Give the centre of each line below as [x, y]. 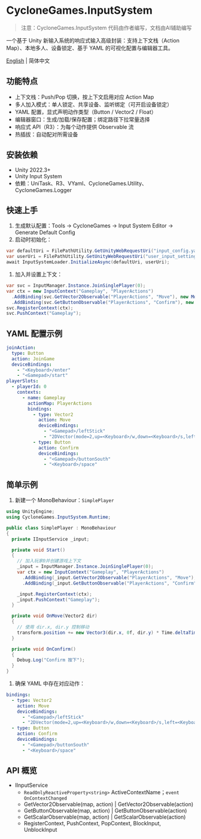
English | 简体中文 [28, 60]
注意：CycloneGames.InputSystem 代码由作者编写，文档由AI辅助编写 [106, 28]
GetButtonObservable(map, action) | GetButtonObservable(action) [105, 811]
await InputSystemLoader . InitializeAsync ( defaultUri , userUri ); [88, 262]
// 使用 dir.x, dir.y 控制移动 [53, 627]
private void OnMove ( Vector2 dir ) [54, 616]
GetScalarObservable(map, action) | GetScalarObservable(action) [105, 817]
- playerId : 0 [29, 387]
